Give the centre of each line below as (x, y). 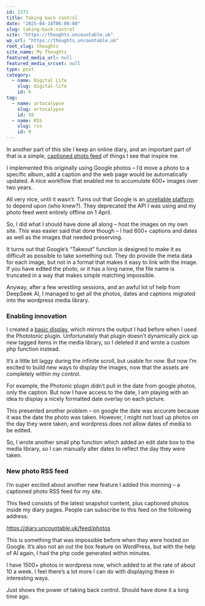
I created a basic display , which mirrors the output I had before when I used (102, 330)
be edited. (19, 430)
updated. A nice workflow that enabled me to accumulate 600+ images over (102, 181)
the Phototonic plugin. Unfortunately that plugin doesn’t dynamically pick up (102, 336)
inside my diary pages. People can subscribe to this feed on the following (99, 510)
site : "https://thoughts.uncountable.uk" (60, 35)
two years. (20, 187)
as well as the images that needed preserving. (65, 237)
